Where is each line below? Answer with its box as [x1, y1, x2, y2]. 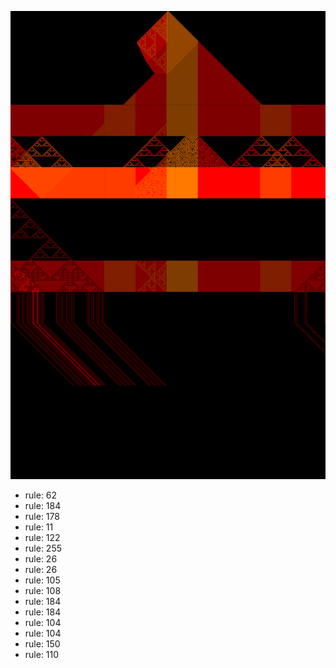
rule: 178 [24, 511, 60, 523]
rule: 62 [24, 489, 58, 501]
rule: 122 [24, 532, 61, 544]
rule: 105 [24, 574, 61, 586]
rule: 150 [24, 638, 61, 650]
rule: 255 [24, 542, 63, 555]
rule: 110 [24, 649, 60, 661]
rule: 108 [24, 585, 62, 597]
